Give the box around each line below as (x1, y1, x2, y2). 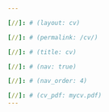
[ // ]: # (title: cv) (7, 48, 78, 56)
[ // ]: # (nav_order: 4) (7, 77, 88, 85)
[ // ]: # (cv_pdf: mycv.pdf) (7, 92, 103, 100)
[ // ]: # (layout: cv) (7, 19, 81, 27)
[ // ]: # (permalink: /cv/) (7, 33, 99, 41)
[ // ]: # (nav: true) (7, 62, 78, 71)
